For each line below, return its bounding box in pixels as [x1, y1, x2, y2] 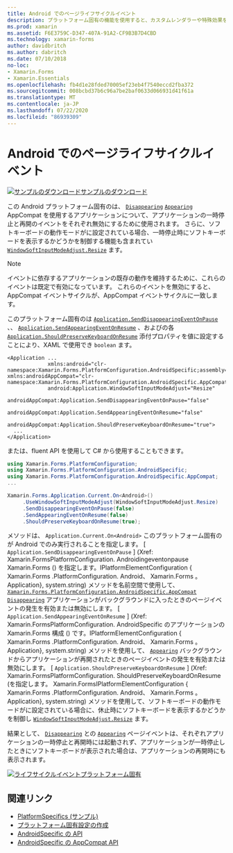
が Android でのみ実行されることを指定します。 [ [7, 540, 146, 549]
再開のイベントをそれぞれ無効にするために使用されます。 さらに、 [19, 220, 209, 228]
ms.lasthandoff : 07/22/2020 [7, 107, 89, 114]
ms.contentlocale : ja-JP [7, 101, 79, 108]
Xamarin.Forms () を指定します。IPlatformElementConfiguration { [7, 563, 193, 572]
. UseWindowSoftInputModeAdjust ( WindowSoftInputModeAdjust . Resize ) [22, 498, 218, 506]
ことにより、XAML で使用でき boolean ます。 [7, 340, 136, 349]
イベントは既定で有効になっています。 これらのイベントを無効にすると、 [7, 282, 215, 290]
